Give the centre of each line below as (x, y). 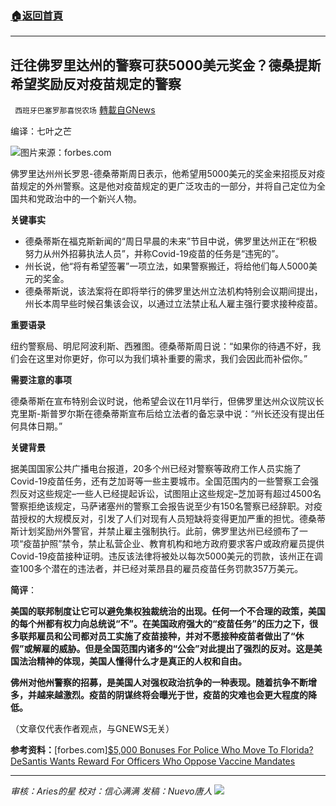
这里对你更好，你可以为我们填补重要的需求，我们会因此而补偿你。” (172, 359)
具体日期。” (40, 426)
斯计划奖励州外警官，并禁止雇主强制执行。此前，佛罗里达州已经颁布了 (155, 531)
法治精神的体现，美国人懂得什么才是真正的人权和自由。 (132, 661)
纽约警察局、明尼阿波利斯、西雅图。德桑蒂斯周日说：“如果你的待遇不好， (161, 346)
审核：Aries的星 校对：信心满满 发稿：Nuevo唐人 (111, 791)
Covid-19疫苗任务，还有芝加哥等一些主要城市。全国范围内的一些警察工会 (160, 481)
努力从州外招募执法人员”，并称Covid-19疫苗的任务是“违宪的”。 (154, 254)
